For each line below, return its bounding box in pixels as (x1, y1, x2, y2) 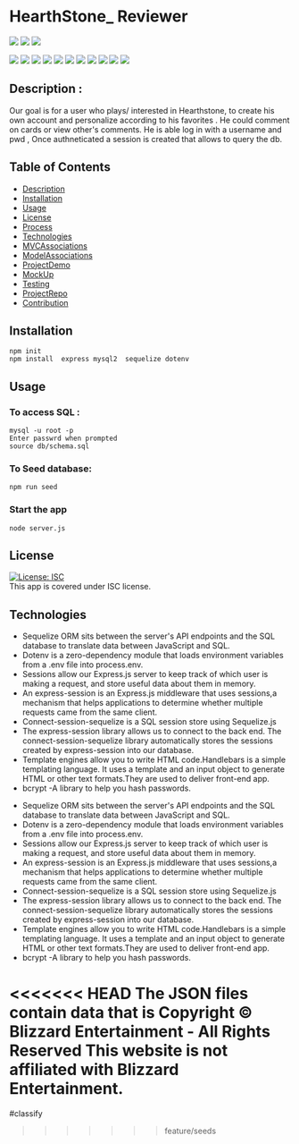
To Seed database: (9, 462, 92, 475)
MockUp (21, 268, 54, 279)
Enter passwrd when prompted (9, 434, 118, 444)
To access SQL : (9, 405, 80, 418)
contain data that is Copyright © (9, 1003, 253, 1023)
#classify (9, 1108, 43, 1119)
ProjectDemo (21, 259, 71, 270)
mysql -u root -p (9, 427, 74, 436)
